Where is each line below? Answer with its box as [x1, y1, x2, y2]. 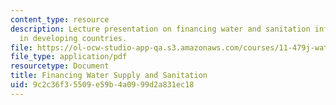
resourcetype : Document [10, 61, 110, 71]
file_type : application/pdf [10, 52, 128, 62]
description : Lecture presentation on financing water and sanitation [10, 24, 311, 34]
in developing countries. [19, 33, 128, 43]
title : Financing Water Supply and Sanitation [10, 71, 208, 81]
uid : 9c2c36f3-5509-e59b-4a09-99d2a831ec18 [10, 80, 195, 90]
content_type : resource [10, 14, 110, 25]
